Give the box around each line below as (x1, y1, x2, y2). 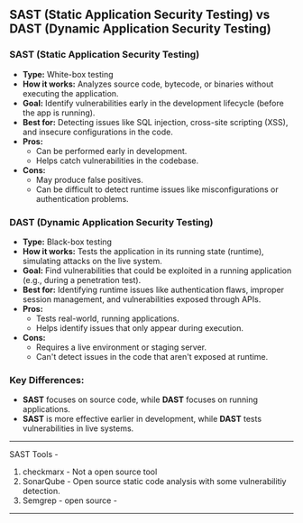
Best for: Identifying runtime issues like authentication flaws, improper (22, 284, 285, 295)
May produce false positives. (35, 174, 144, 185)
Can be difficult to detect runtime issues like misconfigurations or (35, 184, 279, 195)
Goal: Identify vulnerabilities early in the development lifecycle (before (22, 97, 284, 108)
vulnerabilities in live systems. (22, 423, 134, 434)
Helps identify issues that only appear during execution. (35, 322, 244, 333)
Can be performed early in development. (35, 145, 188, 156)
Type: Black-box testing (22, 236, 113, 247)
